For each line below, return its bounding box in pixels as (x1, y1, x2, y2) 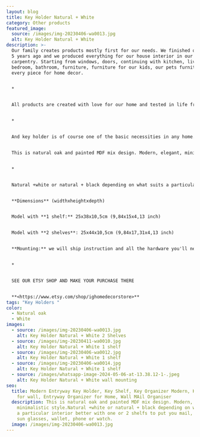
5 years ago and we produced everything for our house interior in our (11, 53, 193, 59)
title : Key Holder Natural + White (6, 14, 95, 20)
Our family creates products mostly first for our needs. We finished (11, 48, 190, 54)
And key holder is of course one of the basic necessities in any (11, 134, 180, 140)
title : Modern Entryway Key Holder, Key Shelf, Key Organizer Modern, (11, 388, 190, 394)
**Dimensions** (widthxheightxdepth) (11, 198, 105, 204)
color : (6, 305, 23, 311)
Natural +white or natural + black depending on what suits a (11, 181, 169, 188)
